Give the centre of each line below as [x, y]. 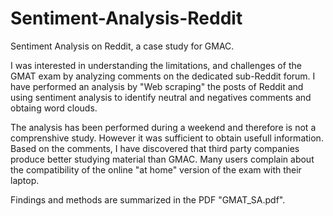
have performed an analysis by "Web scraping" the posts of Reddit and [157, 86]
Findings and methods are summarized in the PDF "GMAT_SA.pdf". [148, 199]
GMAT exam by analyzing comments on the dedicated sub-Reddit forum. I [163, 76]
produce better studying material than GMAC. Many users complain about [162, 159]
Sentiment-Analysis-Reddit [126, 18]
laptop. [25, 180]
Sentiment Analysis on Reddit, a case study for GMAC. [122, 46]
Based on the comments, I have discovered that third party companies [155, 148]
